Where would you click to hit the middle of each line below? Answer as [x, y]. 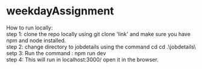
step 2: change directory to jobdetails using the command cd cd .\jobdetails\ [101, 47]
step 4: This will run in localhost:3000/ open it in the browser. [82, 59]
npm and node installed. [36, 40]
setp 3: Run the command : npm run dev [56, 53]
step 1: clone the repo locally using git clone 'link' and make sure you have [99, 34]
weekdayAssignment [60, 11]
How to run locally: [30, 28]
